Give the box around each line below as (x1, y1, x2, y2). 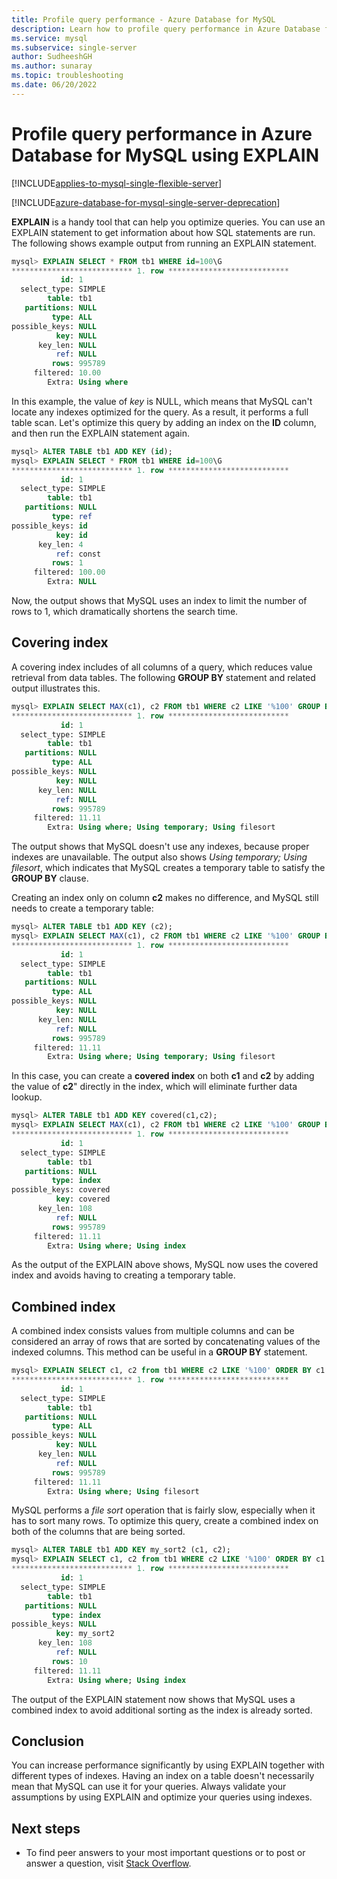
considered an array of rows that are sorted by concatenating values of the (11, 1336, 321, 1348)
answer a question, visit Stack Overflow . (25, 1857, 192, 1870)
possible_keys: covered (11, 1185, 111, 1195)
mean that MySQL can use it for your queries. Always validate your (11, 1781, 287, 1793)
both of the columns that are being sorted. (11, 1526, 186, 1538)
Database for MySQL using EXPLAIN (11, 144, 320, 166)
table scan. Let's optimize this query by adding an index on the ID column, (11, 416, 317, 428)
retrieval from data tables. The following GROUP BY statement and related (11, 671, 316, 683)
